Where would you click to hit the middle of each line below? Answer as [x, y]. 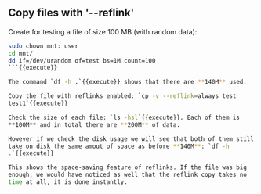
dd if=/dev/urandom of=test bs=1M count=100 [82, 61]
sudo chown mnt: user [43, 46]
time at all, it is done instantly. [68, 182]
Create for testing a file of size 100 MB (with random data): [103, 31]
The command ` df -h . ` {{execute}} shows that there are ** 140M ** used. [127, 82]
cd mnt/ [21, 53]
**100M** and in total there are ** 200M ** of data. [94, 124]
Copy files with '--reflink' [71, 13]
